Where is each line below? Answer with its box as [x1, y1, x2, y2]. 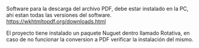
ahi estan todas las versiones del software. [6, 11, 112, 19]
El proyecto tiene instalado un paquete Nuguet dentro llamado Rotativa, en [6, 29, 190, 37]
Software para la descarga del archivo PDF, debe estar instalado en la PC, [6, 5, 189, 12]
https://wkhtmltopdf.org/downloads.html [6, 18, 106, 25]
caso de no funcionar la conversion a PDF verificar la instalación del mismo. [6, 36, 194, 43]
